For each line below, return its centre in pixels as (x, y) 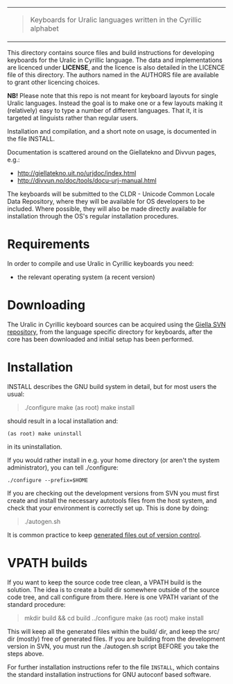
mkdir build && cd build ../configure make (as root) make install (114, 618)
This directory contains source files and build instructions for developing (111, 53)
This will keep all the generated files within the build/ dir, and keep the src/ (113, 631)
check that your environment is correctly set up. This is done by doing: (108, 508)
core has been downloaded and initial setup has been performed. (101, 339)
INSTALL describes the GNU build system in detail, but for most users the (112, 386)
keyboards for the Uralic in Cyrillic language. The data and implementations (115, 60)
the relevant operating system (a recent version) (86, 277)
